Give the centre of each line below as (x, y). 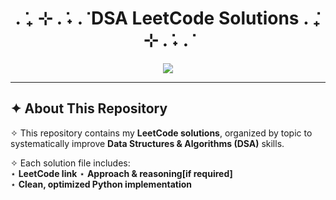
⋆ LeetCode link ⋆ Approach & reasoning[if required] (121, 173)
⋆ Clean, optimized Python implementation (101, 184)
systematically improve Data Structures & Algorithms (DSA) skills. (147, 143)
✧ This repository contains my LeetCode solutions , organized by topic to (161, 133)
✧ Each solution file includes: (70, 163)
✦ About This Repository (89, 108)
